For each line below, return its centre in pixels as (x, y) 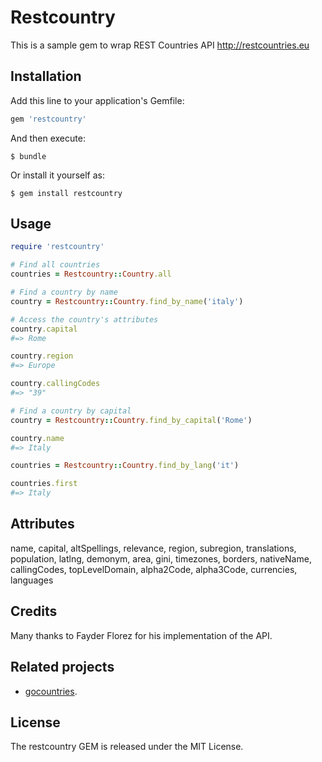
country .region (42, 356)
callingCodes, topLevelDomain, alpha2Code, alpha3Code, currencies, (154, 569)
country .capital (44, 329)
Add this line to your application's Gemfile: (97, 100)
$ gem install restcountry (66, 193)
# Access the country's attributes (84, 319)
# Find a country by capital (71, 411)
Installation (46, 76)
